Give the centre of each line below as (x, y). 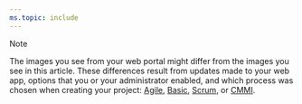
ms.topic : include (44, 18)
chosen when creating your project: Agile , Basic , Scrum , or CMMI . (132, 90)
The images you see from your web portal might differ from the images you (149, 61)
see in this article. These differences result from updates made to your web (150, 71)
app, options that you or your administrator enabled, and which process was (151, 80)
